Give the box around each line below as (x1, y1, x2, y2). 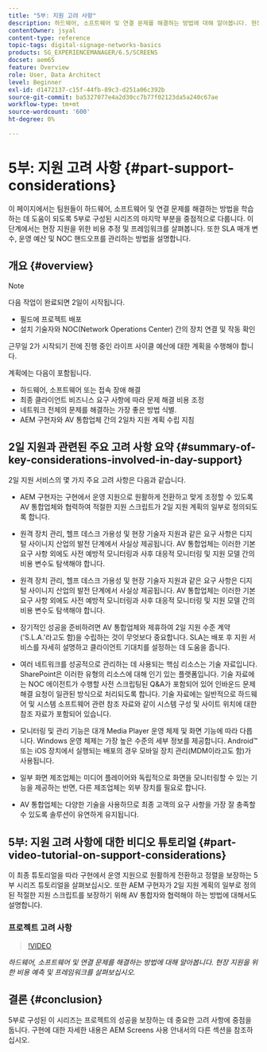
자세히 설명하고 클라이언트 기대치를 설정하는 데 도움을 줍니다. (41, 643, 230, 652)
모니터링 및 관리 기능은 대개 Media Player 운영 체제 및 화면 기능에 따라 (19, 726, 238, 736)
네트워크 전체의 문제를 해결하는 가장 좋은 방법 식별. (19, 405, 177, 414)
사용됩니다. (19, 756, 55, 765)
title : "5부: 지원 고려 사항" (8, 11, 97, 20)
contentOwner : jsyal (8, 26, 77, 34)
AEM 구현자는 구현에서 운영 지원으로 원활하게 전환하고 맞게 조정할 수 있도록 (19, 492, 254, 502)
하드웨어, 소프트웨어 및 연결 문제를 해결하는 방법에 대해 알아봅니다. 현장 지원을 (8, 957, 250, 967)
